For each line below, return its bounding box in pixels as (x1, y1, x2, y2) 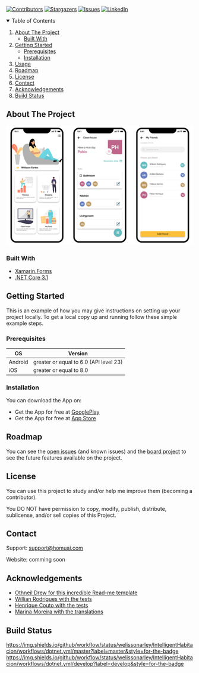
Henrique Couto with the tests (14, 602, 89, 609)
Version (68, 349, 88, 357)
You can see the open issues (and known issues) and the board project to (6, 448, 187, 455)
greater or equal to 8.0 (33, 367, 89, 374)
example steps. (6, 320, 43, 327)
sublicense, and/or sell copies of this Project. (6, 511, 117, 519)
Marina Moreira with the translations (14, 608, 104, 615)
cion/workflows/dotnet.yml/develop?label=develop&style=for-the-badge (6, 660, 184, 667)
